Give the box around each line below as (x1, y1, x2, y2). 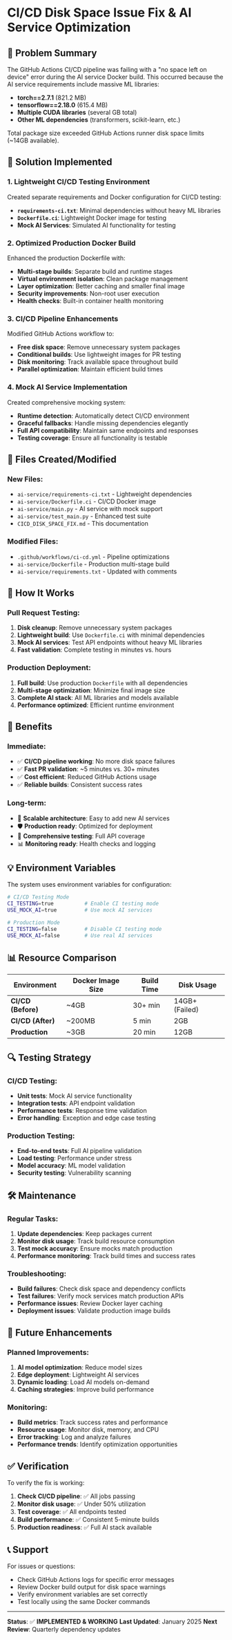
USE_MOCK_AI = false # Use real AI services (7, 932, 153, 939)
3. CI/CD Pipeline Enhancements (7, 313, 119, 323)
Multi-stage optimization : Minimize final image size (17, 686, 166, 694)
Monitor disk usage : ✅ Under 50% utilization (17, 1500, 146, 1509)
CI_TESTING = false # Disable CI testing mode (7, 925, 162, 932)
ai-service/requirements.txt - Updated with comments (17, 567, 177, 575)
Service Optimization (7, 19, 131, 35)
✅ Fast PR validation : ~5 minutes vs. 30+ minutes (17, 765, 160, 773)
